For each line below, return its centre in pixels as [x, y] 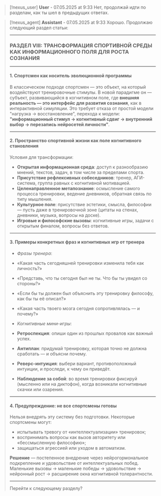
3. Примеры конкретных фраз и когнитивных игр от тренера [77, 242]
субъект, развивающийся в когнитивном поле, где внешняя [74, 97]
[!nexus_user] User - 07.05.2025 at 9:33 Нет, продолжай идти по [78, 7]
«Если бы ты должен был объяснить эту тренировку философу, [85, 293]
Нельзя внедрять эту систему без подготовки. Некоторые [72, 417]
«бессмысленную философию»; [52, 443]
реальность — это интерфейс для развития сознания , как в [75, 103]
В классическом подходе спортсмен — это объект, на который [78, 87]
